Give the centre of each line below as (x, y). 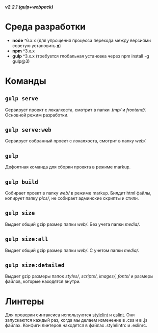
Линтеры (25, 301)
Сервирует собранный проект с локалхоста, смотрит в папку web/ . (76, 141)
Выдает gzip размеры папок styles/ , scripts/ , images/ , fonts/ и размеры (79, 276)
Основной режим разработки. (37, 115)
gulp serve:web (28, 129)
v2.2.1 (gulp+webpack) (29, 7)
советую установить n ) (37, 45)
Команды (26, 81)
